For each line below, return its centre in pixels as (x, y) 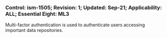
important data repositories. (34, 30)
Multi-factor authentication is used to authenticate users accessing (75, 25)
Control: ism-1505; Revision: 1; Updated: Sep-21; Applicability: (83, 8)
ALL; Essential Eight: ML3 (37, 14)
